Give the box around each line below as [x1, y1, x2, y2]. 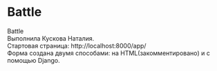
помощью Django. [7, 56, 60, 64]
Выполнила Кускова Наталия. [7, 34, 95, 42]
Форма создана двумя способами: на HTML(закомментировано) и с [7, 49, 211, 57]
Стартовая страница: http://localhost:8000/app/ [7, 41, 147, 50]
